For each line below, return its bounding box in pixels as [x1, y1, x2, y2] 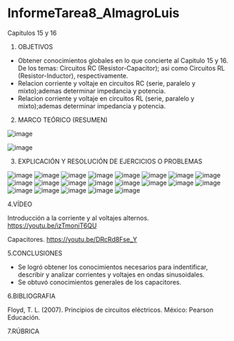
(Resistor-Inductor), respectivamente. [17, 71, 128, 80]
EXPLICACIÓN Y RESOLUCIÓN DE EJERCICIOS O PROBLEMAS [17, 157, 203, 166]
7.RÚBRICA [7, 327, 40, 335]
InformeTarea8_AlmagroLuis [7, 5, 180, 21]
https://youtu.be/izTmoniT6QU [7, 221, 98, 230]
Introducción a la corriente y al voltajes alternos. [7, 213, 150, 222]
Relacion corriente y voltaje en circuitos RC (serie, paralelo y [17, 78, 196, 87]
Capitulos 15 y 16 [7, 29, 57, 37]
